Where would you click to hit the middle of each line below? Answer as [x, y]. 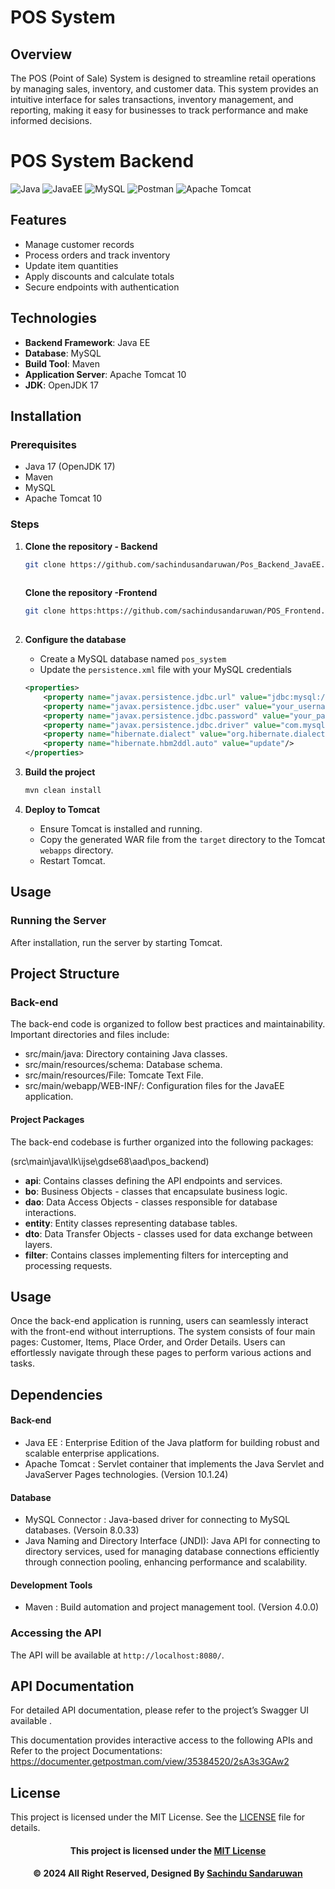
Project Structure [65, 974]
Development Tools [51, 1585]
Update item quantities [71, 265]
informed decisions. [51, 120]
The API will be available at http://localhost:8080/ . [117, 1655]
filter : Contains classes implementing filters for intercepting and [156, 1255]
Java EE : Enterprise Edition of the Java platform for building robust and [172, 1442]
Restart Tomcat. [72, 860]
